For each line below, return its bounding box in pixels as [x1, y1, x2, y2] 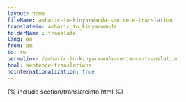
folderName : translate [7, 29, 77, 37]
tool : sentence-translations [7, 62, 92, 69]
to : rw [7, 49, 26, 56]
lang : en [7, 36, 33, 43]
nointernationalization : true [7, 68, 95, 75]
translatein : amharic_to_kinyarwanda [7, 23, 117, 30]
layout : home [7, 10, 45, 17]
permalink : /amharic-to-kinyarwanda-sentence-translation [7, 56, 179, 62]
